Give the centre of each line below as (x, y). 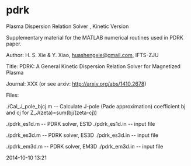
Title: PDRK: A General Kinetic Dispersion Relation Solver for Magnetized (93, 66)
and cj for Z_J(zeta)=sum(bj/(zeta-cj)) (52, 112)
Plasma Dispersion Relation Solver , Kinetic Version (67, 26)
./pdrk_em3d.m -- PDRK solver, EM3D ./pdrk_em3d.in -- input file (85, 146)
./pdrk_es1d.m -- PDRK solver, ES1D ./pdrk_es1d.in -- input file (81, 123)
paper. (14, 44)
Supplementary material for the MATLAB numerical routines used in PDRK (95, 37)
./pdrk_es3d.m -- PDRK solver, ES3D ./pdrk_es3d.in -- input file (82, 135)
